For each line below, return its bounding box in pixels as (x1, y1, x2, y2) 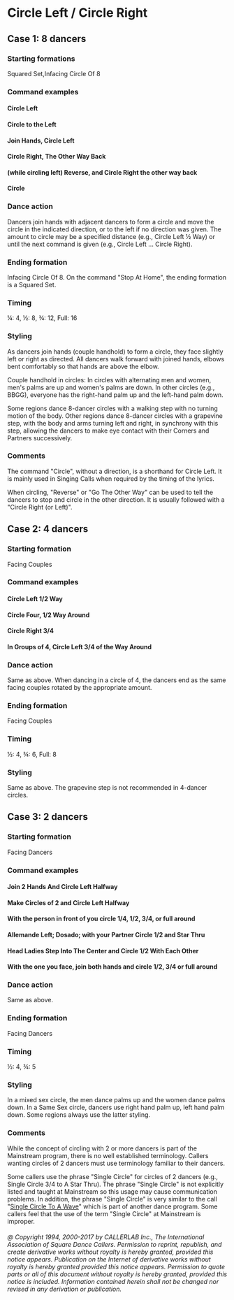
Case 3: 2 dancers (7, 811, 89, 823)
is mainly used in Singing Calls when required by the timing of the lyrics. (7, 474, 215, 483)
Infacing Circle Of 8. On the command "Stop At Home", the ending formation (7, 273, 227, 281)
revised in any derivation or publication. (7, 1285, 122, 1294)
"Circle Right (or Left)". (7, 503, 73, 511)
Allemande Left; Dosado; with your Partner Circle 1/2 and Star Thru (7, 931, 205, 939)
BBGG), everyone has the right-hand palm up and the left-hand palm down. (7, 390, 224, 399)
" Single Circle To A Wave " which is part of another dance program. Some (7, 1202, 218, 1211)
